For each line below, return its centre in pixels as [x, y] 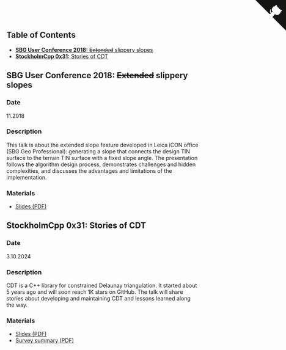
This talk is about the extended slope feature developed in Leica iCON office [102, 145]
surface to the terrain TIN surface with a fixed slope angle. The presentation [102, 158]
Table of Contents [41, 35]
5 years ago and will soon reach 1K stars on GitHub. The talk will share [95, 292]
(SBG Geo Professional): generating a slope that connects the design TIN [98, 151]
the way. [17, 305]
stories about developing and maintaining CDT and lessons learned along [99, 299]
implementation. [27, 177]
